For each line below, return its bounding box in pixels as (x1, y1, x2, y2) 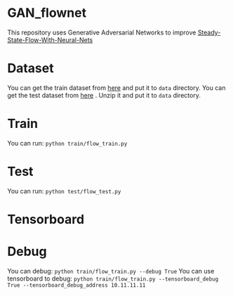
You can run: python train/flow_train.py (7, 139, 128, 147)
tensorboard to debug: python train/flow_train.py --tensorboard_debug (7, 274, 219, 283)
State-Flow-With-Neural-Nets (7, 35, 93, 44)
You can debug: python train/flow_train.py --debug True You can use (7, 266, 215, 275)
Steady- (197, 28, 221, 37)
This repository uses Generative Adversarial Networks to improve (7, 28, 197, 37)
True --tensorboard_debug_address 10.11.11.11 (7, 281, 146, 289)
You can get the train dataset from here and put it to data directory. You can (7, 83, 226, 92)
